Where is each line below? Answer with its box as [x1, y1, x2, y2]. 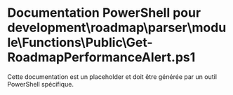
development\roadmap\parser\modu [7, 20, 227, 36]
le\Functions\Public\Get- [7, 35, 153, 50]
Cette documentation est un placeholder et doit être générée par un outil [7, 72, 218, 81]
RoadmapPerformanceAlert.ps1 [7, 50, 196, 66]
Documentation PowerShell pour [7, 5, 201, 21]
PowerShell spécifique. [7, 80, 74, 88]
